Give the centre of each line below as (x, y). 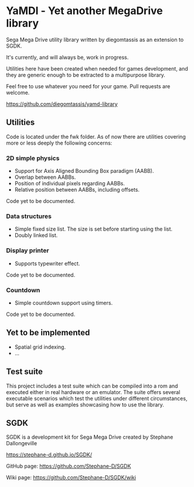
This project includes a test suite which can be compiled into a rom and (92, 386)
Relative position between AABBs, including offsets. (77, 190)
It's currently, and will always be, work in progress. (67, 57)
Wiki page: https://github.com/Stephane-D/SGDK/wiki (71, 478)
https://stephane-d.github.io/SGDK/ (49, 455)
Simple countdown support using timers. (64, 303)
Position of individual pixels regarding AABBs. (69, 184)
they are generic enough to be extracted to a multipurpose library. (86, 75)
